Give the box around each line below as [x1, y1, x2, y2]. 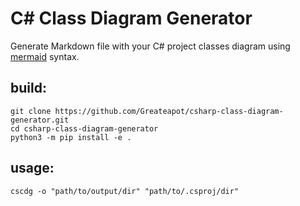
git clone [10, 106, 52, 116]
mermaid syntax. [10, 50, 80, 62]
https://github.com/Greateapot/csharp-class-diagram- [54, 106, 284, 116]
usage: [10, 160, 55, 177]
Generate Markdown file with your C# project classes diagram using [10, 40, 291, 52]
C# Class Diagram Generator [10, 7, 253, 30]
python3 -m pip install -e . [10, 132, 132, 142]
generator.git [10, 115, 70, 125]
